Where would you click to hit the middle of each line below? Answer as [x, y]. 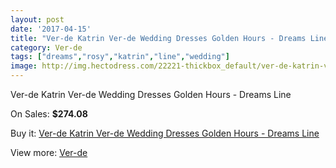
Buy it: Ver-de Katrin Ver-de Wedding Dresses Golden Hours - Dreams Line [165, 133]
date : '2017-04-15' [51, 29]
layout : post [37, 19]
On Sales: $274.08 [49, 114]
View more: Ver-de [49, 152]
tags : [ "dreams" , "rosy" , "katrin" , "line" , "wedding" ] [120, 57]
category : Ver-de [46, 47]
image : [24, 66]
